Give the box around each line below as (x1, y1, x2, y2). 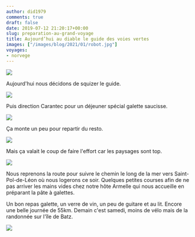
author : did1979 (6, 8, 46, 15)
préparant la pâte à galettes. (6, 189, 75, 196)
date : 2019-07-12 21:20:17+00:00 (6, 25, 89, 31)
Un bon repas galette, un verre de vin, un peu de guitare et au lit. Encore (6, 200, 182, 207)
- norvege (6, 53, 31, 59)
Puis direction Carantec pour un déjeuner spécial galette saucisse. (6, 102, 168, 109)
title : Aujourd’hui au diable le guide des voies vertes (6, 36, 149, 42)
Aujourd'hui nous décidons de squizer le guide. (6, 80, 121, 87)
